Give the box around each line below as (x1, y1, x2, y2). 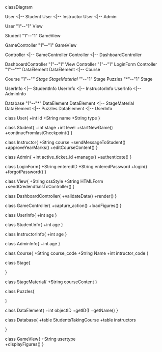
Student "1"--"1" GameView (5, 33, 61, 38)
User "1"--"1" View (5, 23, 43, 29)
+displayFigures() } (5, 341, 44, 347)
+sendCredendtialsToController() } (5, 184, 75, 189)
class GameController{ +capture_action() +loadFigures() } (5, 203, 122, 208)
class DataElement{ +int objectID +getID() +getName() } (5, 307, 119, 313)
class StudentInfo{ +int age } (5, 222, 63, 228)
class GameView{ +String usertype (5, 336, 76, 342)
